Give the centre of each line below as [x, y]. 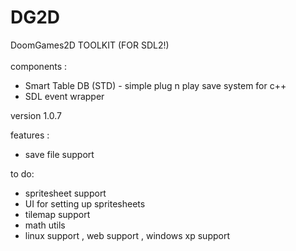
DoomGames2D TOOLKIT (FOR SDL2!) [90, 45]
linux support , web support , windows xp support [127, 235]
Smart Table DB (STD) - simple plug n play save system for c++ [155, 85]
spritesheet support [65, 193]
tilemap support [57, 214]
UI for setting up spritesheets [85, 203]
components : [39, 66]
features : [30, 135]
